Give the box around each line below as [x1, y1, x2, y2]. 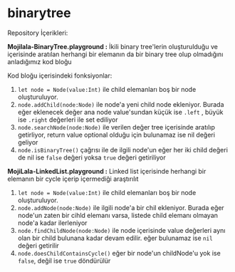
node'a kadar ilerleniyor [17, 219, 88, 227]
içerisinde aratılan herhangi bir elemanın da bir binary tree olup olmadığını [7, 50, 224, 58]
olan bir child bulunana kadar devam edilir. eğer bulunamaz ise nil [17, 234, 213, 242]
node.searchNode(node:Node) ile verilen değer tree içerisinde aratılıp [17, 122, 216, 131]
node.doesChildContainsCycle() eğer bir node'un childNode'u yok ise [17, 249, 221, 257]
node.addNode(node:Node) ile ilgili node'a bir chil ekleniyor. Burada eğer [17, 203, 224, 211]
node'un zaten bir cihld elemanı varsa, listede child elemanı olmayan [17, 211, 219, 219]
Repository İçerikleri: [7, 28, 68, 37]
